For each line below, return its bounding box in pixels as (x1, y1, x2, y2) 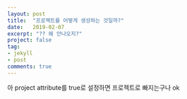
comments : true (7, 63, 52, 70)
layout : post (7, 10, 46, 18)
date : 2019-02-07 (7, 23, 65, 30)
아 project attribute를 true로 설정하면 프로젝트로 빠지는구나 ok (7, 83, 180, 92)
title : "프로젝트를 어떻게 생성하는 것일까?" (7, 17, 125, 24)
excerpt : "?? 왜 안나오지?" (7, 30, 83, 37)
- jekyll (7, 50, 33, 57)
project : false (7, 37, 52, 44)
